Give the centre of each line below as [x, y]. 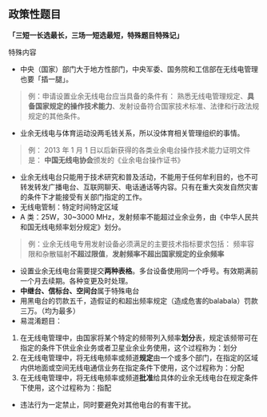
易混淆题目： [41, 320]
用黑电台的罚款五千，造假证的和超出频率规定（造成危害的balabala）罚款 [139, 300]
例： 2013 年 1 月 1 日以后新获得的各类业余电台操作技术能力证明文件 [139, 149]
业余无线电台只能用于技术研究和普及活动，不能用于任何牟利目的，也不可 [139, 177]
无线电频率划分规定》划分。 [80, 227]
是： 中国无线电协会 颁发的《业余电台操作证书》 [106, 160]
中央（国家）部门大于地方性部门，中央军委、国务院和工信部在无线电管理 [139, 69]
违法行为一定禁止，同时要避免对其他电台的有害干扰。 [108, 404]
